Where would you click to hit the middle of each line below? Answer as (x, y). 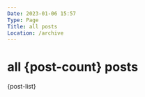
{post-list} (22, 87)
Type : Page (23, 20)
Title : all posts (32, 26)
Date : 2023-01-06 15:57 (42, 14)
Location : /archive (36, 33)
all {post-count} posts (72, 67)
